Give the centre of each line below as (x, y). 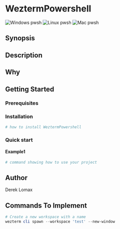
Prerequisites (22, 103)
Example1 (15, 152)
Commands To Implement (46, 205)
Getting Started (30, 89)
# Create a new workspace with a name (45, 217)
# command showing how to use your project (51, 162)
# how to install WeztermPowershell (43, 127)
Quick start (19, 140)
